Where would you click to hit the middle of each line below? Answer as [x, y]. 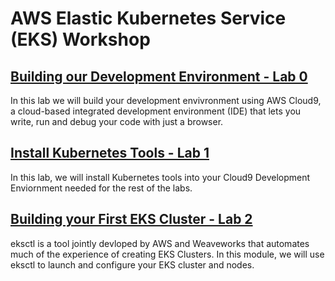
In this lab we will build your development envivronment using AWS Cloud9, [166, 100]
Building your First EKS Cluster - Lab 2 [131, 219]
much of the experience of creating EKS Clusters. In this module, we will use [167, 254]
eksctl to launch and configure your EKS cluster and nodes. [132, 264]
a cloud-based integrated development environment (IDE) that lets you [156, 111]
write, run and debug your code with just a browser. [117, 121]
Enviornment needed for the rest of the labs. [101, 188]
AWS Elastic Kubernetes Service [148, 18]
